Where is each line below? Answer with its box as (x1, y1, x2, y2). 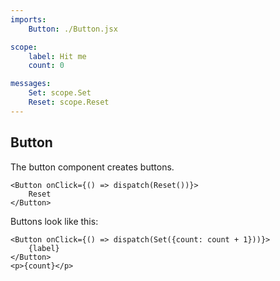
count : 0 (28, 61, 65, 71)
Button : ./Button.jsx (28, 24, 118, 34)
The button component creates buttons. (10, 161, 175, 173)
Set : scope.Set (28, 88, 92, 98)
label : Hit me (28, 51, 87, 61)
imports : (10, 14, 47, 25)
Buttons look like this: (10, 215, 99, 227)
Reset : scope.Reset (28, 97, 110, 107)
